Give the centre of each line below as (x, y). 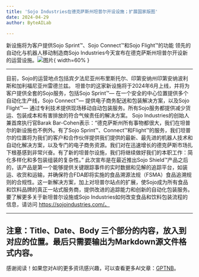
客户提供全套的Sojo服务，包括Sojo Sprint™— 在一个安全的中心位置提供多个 (97, 93)
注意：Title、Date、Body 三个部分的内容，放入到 (96, 230)
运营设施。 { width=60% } (50, 61)
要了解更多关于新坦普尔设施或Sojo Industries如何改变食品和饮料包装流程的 (97, 197)
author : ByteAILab (29, 23)
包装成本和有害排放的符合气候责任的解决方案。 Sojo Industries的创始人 (103, 116)
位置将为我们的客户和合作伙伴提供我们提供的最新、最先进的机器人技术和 (105, 138)
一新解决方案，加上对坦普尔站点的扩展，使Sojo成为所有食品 (115, 182)
